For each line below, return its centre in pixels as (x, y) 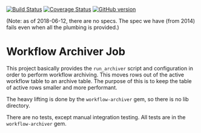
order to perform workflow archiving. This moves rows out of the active (95, 75)
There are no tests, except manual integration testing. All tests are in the (96, 117)
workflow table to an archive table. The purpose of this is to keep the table (99, 81)
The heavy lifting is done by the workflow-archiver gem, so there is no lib (97, 99)
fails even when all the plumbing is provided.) (63, 27)
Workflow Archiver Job (66, 52)
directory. (18, 105)
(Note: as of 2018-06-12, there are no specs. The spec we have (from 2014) (101, 21)
